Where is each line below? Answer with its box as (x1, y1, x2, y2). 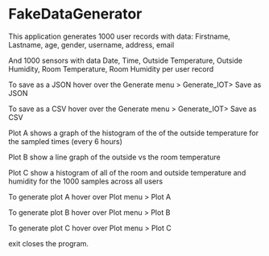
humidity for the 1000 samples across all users (8, 176, 163, 186)
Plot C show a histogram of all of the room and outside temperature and (8, 167, 246, 177)
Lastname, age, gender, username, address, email (8, 39, 175, 49)
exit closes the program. (8, 238, 89, 248)
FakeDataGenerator (8, 5, 143, 23)
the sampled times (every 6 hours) (8, 136, 123, 146)
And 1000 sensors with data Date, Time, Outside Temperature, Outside (8, 56, 243, 65)
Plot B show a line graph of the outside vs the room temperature (8, 152, 221, 162)
